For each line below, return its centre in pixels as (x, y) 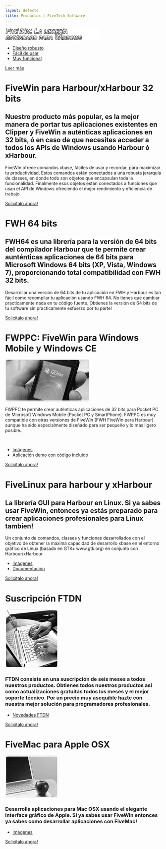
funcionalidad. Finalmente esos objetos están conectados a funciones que (81, 183)
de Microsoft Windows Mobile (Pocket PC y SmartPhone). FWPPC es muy (81, 415)
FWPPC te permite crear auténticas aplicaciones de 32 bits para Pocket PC (82, 410)
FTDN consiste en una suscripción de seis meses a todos (75, 679)
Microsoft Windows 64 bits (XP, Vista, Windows (81, 265)
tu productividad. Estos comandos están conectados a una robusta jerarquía (83, 173)
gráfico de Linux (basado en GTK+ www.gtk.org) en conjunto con (72, 548)
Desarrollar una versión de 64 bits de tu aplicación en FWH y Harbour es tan (83, 292)
